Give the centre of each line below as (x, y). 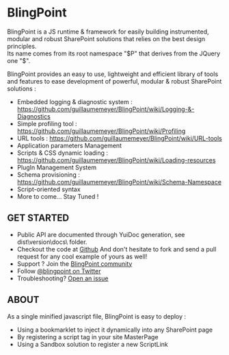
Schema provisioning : (48, 174)
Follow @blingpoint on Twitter (59, 271)
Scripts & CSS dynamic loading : (62, 153)
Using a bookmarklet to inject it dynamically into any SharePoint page (115, 330)
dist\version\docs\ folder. (52, 242)
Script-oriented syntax (49, 189)
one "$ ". (19, 60)
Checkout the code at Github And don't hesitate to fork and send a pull (117, 249)
